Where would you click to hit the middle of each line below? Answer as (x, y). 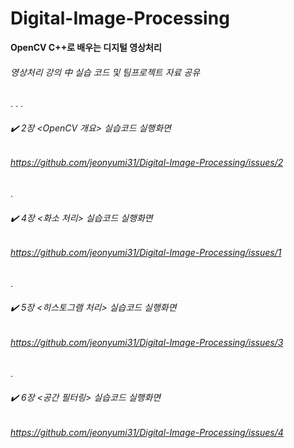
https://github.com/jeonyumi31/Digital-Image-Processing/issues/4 (147, 432)
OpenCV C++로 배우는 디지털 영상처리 (86, 47)
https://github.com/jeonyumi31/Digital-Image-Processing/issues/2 (147, 163)
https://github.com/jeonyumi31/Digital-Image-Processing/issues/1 (146, 253)
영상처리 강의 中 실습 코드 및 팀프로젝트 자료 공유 (105, 72)
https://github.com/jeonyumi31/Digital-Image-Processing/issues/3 (147, 342)
